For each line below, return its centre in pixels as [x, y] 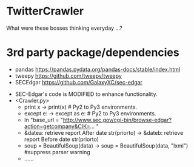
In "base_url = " [44, 120]
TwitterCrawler [45, 11]
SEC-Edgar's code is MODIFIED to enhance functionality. [86, 94]
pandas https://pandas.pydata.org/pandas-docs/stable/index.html [98, 69]
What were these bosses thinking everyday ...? [64, 28]
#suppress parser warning [57, 152]
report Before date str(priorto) [61, 139]
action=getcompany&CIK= [57, 126]
